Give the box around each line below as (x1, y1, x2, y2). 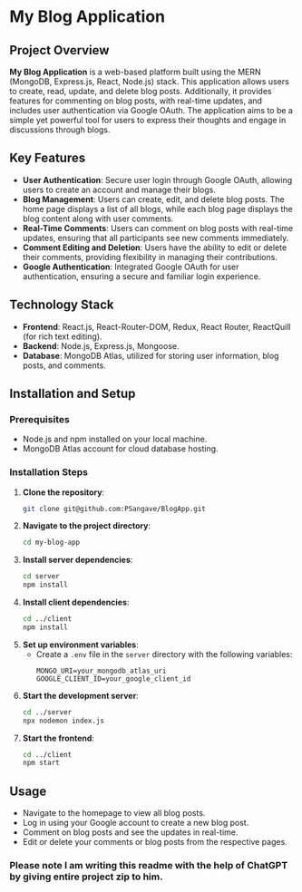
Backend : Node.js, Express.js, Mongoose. (22, 340, 180, 351)
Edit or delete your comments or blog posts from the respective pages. (22, 837, 287, 848)
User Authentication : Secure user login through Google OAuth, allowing (22, 174, 293, 185)
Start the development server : (22, 690, 139, 701)
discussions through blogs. (9, 124, 111, 135)
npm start (22, 759, 61, 768)
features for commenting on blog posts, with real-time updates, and (9, 95, 263, 106)
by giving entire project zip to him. (9, 870, 163, 883)
